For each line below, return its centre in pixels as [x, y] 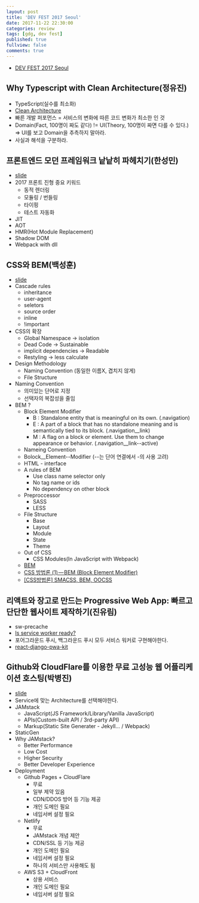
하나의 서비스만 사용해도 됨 [64, 865]
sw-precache [31, 627]
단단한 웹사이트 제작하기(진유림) [62, 612]
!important [36, 325]
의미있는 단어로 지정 [47, 391]
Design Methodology [41, 363]
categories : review [30, 28]
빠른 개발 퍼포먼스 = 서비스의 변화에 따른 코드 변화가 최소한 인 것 [90, 117]
